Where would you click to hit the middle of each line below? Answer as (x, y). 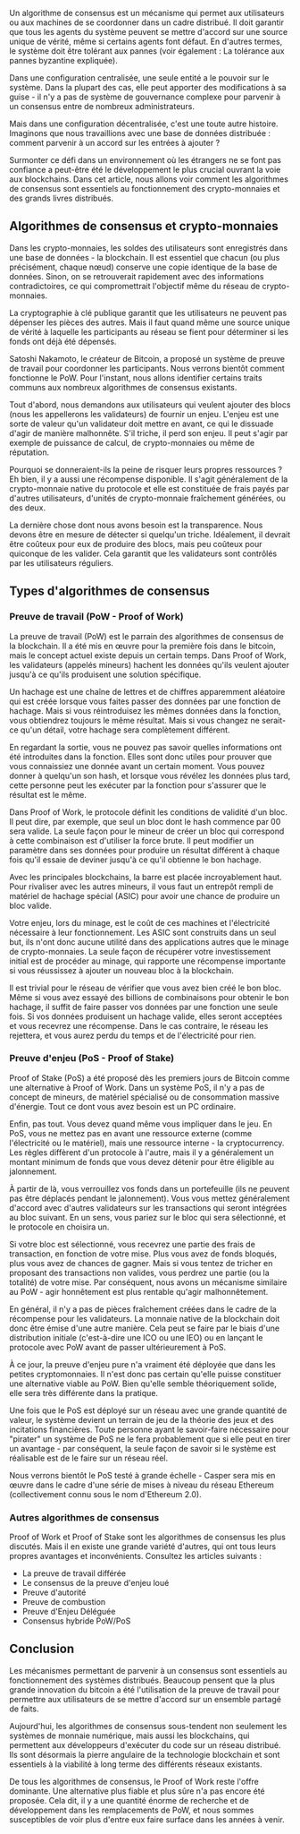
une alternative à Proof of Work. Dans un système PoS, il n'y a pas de (137, 1087)
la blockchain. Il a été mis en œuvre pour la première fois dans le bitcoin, (143, 646)
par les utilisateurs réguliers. (62, 562)
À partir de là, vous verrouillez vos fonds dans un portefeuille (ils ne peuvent (150, 1188)
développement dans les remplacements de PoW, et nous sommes (132, 1810)
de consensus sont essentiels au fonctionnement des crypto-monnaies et (145, 189)
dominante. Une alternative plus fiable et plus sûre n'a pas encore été (137, 1791)
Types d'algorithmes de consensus (109, 591)
